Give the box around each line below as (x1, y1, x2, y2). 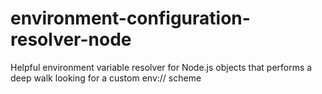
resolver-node (10, 28, 132, 51)
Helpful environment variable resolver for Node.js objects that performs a (10, 61, 313, 73)
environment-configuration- (10, 7, 251, 30)
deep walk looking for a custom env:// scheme (10, 72, 202, 84)
